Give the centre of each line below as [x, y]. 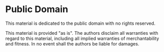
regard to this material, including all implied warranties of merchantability [82, 38]
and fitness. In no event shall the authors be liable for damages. [72, 43]
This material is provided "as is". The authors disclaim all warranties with [82, 33]
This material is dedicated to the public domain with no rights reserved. [80, 23]
